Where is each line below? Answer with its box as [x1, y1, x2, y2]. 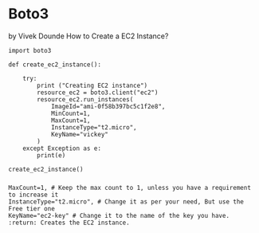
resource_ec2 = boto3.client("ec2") [37, 89, 159, 97]
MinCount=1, [50, 109, 91, 117]
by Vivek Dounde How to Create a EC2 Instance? [8, 31, 169, 41]
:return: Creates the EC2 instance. [8, 219, 130, 227]
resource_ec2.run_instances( [37, 95, 134, 104]
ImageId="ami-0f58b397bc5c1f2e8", [50, 102, 166, 110]
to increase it [8, 191, 59, 199]
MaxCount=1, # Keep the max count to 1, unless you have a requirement [8, 184, 251, 192]
